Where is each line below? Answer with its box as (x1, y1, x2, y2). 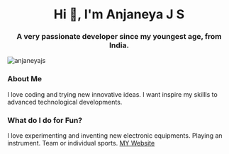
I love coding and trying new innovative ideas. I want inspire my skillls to (7, 90, 218, 98)
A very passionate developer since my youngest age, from (16, 32, 222, 42)
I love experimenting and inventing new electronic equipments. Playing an (7, 131, 223, 140)
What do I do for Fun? (7, 115, 83, 125)
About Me (7, 74, 43, 84)
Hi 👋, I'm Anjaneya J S (53, 6, 185, 23)
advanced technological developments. (7, 97, 123, 106)
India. (108, 40, 130, 50)
